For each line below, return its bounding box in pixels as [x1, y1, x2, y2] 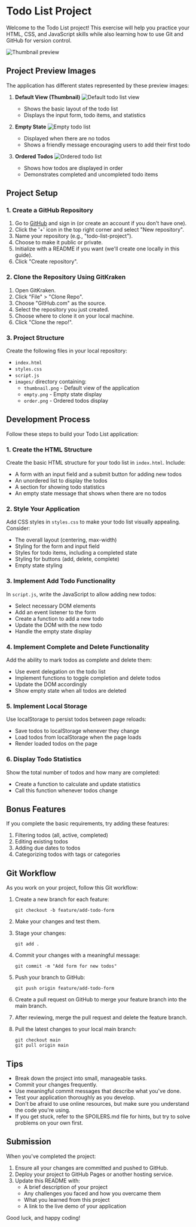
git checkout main [14, 1037, 61, 1043]
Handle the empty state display [14, 627, 92, 635]
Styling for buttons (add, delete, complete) [14, 555, 120, 562]
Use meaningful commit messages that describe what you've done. [14, 1088, 181, 1095]
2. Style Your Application [6, 505, 80, 513]
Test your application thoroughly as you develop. [14, 1094, 136, 1101]
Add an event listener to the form [14, 608, 97, 616]
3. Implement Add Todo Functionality [6, 577, 116, 585]
